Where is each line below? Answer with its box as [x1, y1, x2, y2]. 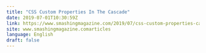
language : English [6, 32, 53, 38]
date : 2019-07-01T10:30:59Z [6, 15, 78, 21]
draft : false [6, 37, 40, 43]
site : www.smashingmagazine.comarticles [6, 26, 112, 32]
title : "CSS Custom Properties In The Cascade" [6, 9, 131, 15]
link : [6, 20, 20, 26]
